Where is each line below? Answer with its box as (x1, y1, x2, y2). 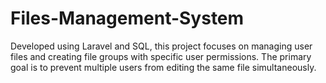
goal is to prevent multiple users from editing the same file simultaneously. (10, 61, 317, 73)
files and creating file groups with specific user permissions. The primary (10, 50, 312, 62)
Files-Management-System (10, 7, 245, 30)
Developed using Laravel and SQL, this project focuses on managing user (10, 40, 313, 52)
